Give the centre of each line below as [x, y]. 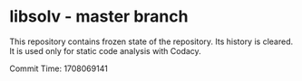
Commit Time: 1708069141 [59, 68]
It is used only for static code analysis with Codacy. [105, 50]
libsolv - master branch [99, 17]
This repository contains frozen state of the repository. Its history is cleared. [151, 41]
